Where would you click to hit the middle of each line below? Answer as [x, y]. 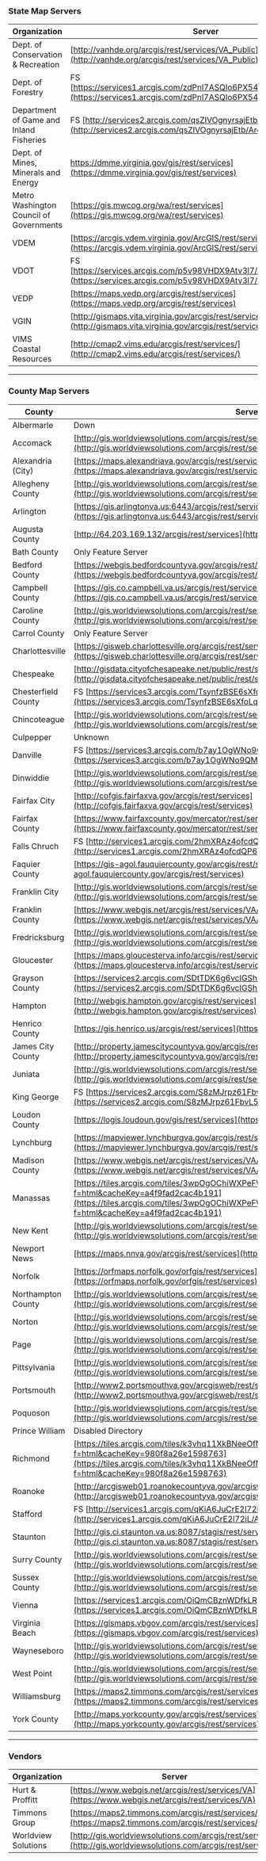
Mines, [25, 162]
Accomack [32, 443]
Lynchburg [32, 1142]
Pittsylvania [34, 1367]
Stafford [27, 1514]
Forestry [28, 93]
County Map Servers [49, 392]
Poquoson [31, 1412]
